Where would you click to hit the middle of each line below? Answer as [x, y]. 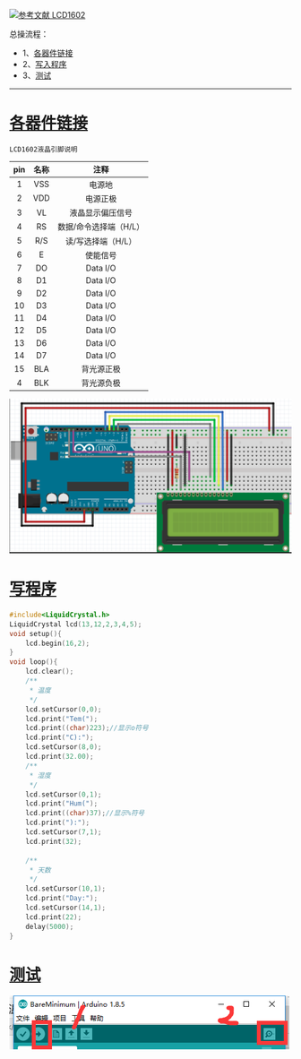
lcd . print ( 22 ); [54, 917]
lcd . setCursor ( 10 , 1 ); [65, 889]
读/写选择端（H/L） [101, 241]
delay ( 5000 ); [50, 926]
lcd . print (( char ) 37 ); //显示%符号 [85, 814]
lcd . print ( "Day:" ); [62, 899]
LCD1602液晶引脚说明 [43, 149]
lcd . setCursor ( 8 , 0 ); [64, 747]
